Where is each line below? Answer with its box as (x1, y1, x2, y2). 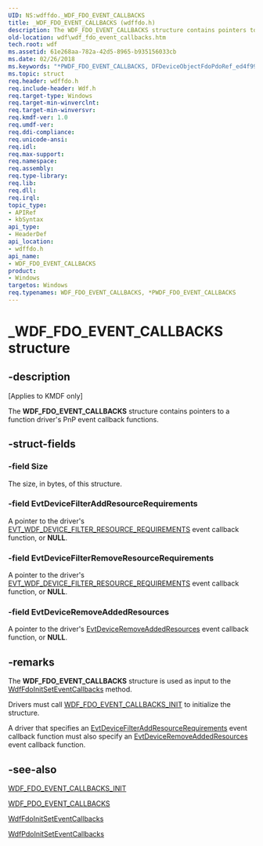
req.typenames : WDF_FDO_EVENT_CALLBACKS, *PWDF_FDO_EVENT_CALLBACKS (8, 289, 236, 297)
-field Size (8, 461, 49, 472)
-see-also (8, 763, 57, 776)
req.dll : (8, 186, 37, 195)
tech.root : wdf (8, 41, 58, 49)
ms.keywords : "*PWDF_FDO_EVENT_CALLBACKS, (8, 63, 149, 71)
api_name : (8, 252, 41, 260)
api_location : (8, 238, 55, 246)
